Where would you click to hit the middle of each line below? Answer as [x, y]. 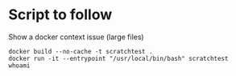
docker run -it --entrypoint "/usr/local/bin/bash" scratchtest [118, 58]
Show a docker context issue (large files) [76, 37]
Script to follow [60, 15]
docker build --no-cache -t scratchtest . [81, 51]
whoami [19, 66]
